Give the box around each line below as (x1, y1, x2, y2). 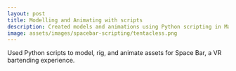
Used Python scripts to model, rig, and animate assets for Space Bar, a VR (7, 49, 222, 57)
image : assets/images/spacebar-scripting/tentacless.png (7, 29, 178, 37)
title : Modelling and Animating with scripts (7, 17, 143, 24)
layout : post (7, 10, 46, 17)
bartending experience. (7, 56, 75, 65)
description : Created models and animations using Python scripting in (7, 23, 221, 30)
